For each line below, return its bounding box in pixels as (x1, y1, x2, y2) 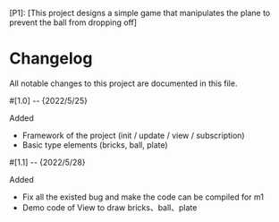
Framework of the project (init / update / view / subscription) (21, 130, 245, 141)
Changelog (9, 48, 93, 69)
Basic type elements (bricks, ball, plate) (21, 139, 168, 150)
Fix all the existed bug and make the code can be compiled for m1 (21, 192, 264, 202)
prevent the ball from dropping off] (9, 17, 137, 28)
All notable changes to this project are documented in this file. (9, 78, 238, 89)
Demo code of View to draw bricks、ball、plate (21, 201, 198, 213)
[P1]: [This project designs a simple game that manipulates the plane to (9, 8, 271, 18)
